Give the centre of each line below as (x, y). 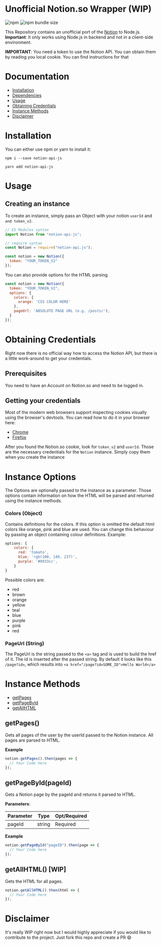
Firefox (19, 437)
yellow (19, 605)
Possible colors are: (25, 580)
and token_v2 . (19, 221)
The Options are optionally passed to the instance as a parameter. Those (78, 491)
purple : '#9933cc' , (38, 562)
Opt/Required (71, 816)
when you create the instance (35, 457)
